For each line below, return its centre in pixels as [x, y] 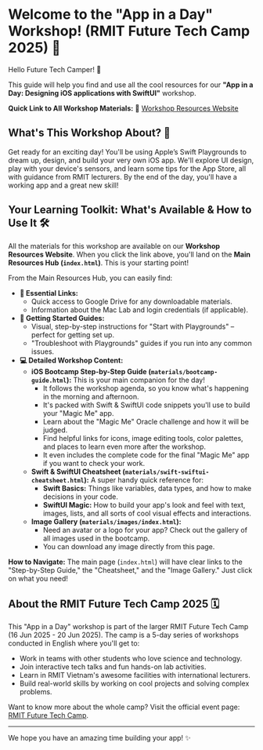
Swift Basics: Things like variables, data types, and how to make [147, 488]
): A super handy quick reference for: [143, 479]
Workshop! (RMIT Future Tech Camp [129, 31]
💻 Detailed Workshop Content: [71, 360]
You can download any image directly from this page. [129, 546]
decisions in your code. [81, 497]
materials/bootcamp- [184, 372]
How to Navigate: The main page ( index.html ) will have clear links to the [125, 562]
